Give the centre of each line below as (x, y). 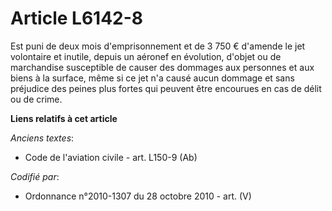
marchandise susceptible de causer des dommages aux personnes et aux (162, 67)
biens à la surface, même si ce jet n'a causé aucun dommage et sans (152, 78)
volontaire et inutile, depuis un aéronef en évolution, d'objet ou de (146, 56)
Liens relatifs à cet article (64, 118)
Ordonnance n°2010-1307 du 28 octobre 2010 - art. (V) (138, 196)
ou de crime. (36, 99)
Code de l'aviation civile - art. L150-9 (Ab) (111, 157)
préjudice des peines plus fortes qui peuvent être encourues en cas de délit (166, 88)
